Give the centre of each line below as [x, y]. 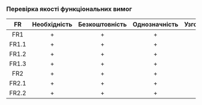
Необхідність [52, 25]
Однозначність [155, 25]
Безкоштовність [103, 25]
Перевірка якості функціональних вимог [69, 9]
